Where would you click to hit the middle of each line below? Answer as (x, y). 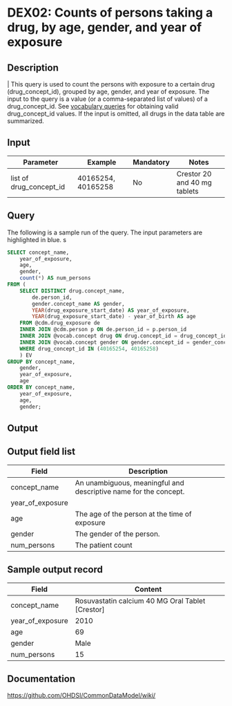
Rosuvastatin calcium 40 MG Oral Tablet (140, 601)
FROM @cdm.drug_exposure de (60, 323)
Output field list (41, 452)
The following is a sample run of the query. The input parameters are (105, 232)
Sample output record (55, 569)
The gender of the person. (117, 534)
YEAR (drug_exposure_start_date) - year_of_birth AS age (114, 317)
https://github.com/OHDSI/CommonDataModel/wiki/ (81, 696)
